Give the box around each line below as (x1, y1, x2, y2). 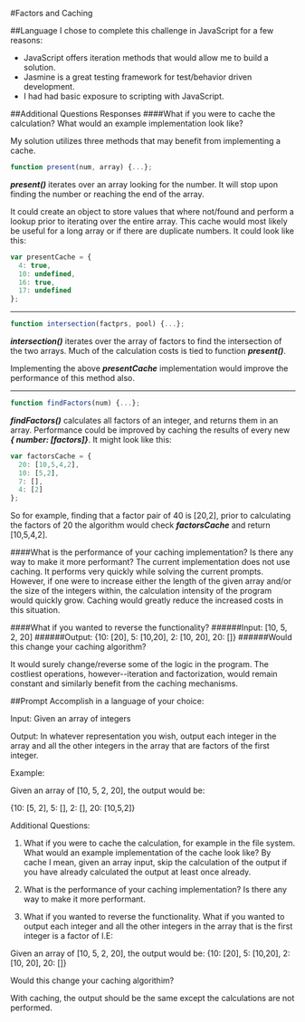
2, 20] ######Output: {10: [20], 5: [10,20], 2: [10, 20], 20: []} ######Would (10, 632, 292, 643)
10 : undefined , (18, 269, 76, 279)
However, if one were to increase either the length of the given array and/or (10, 576, 292, 587)
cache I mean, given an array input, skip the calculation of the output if (23, 857, 288, 868)
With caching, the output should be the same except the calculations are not (10, 993, 295, 1004)
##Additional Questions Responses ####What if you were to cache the (10, 109, 276, 119)
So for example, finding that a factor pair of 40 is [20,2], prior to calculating (10, 511, 291, 521)
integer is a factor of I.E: (23, 931, 114, 941)
